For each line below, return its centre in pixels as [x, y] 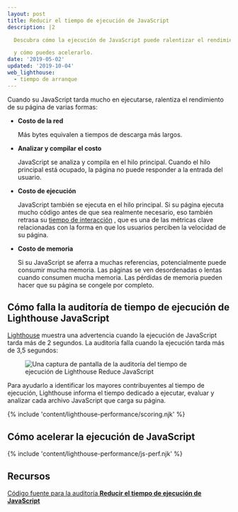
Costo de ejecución [47, 191]
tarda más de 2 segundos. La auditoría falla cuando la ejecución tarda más [116, 343]
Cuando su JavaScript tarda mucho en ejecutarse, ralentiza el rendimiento [116, 99]
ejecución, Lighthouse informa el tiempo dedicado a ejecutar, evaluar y [111, 393]
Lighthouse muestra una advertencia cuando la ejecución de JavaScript [112, 335]
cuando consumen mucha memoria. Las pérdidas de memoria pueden [120, 277]
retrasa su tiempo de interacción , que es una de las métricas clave [115, 219]
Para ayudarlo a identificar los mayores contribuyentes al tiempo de [106, 386]
